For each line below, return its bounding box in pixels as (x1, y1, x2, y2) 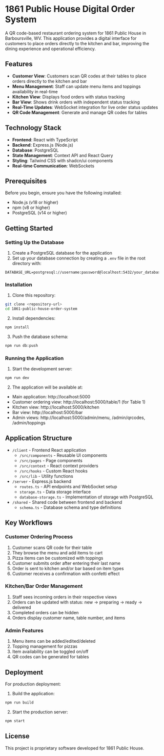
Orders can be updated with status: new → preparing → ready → (12, 599, 143, 605)
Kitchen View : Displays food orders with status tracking (12, 94, 125, 100)
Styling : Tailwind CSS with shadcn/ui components (12, 157, 113, 163)
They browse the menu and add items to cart (12, 549, 103, 555)
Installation (5, 281, 33, 288)
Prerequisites (5, 177, 47, 185)
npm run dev (5, 375, 29, 381)
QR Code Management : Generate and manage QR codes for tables (12, 109, 147, 115)
